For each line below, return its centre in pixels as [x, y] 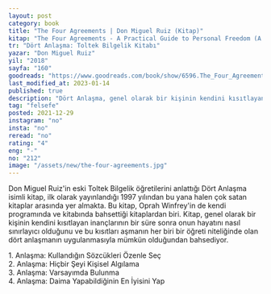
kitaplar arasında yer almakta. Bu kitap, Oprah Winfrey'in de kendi [117, 205]
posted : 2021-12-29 [41, 114]
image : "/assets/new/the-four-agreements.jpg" [88, 166]
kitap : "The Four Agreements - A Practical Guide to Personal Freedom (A [135, 38]
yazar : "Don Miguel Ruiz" [52, 53]
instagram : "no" [35, 121]
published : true [35, 91]
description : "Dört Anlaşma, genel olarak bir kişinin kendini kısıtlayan [137, 98]
